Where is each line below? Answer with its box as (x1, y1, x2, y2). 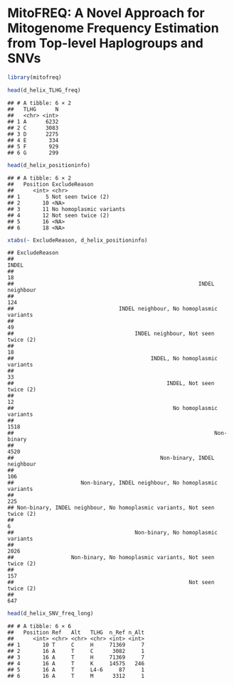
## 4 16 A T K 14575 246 (7, 660, 144, 667)
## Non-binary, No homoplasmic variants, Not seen (7, 554, 215, 561)
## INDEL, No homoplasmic (7, 355, 218, 362)
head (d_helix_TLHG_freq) (7, 87, 81, 94)
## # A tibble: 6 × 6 (7, 623, 72, 630)
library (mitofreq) (7, 73, 62, 81)
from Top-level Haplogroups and (7, 36, 204, 51)
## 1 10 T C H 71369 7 (7, 642, 144, 649)
